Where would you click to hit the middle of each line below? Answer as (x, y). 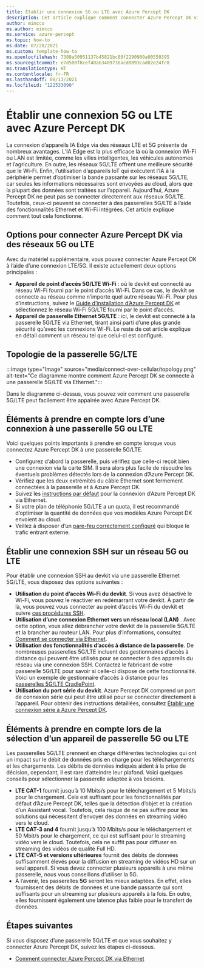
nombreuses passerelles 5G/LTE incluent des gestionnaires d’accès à (102, 652)
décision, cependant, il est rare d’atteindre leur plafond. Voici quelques (95, 772)
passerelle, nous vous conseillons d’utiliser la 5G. (76, 874)
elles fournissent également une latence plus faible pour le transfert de (104, 900)
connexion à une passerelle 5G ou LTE (80, 428)
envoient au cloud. (38, 520)
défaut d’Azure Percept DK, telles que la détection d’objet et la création (104, 804)
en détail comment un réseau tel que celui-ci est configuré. (89, 335)
